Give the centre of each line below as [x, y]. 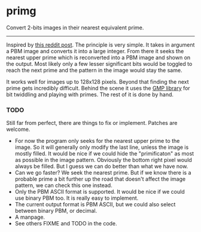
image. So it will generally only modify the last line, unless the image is [102, 147]
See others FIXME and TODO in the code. [66, 224]
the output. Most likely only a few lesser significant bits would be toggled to [99, 63]
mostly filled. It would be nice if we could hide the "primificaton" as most [104, 154]
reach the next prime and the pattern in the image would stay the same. [94, 70]
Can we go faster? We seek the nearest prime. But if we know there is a [103, 173]
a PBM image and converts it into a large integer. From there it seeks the [95, 51]
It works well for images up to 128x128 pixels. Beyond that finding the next [98, 81]
